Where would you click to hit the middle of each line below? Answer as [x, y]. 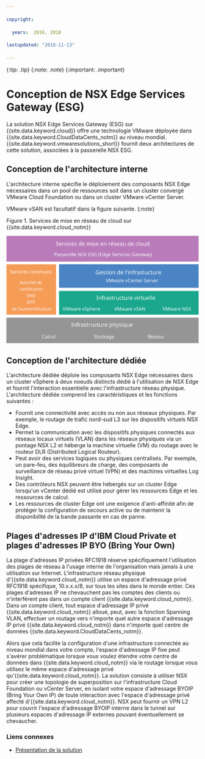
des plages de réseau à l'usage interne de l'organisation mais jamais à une [100, 567]
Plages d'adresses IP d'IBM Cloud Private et [92, 536]
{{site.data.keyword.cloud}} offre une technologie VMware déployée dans [99, 131]
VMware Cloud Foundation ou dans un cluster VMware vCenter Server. [95, 197]
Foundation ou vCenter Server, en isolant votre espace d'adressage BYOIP [100, 689]
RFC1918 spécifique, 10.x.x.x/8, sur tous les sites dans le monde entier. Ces [101, 586]
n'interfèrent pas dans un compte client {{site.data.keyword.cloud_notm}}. [100, 599]
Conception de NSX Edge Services [96, 94]
